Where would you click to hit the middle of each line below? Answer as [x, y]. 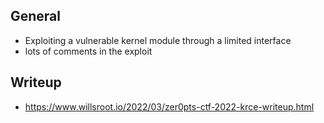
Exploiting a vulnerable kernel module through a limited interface [158, 40]
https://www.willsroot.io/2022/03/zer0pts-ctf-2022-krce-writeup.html [169, 106]
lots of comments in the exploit [88, 51]
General [36, 16]
